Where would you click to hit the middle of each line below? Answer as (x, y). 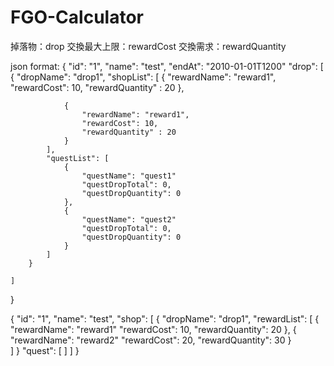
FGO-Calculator (77, 17)
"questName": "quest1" (129, 176)
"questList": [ (78, 158)
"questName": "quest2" (129, 219)
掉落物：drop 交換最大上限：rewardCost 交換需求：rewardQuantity (148, 46)
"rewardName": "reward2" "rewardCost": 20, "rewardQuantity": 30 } (151, 340)
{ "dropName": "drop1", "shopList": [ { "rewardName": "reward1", (143, 77)
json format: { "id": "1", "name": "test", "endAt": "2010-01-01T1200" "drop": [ (167, 66)
